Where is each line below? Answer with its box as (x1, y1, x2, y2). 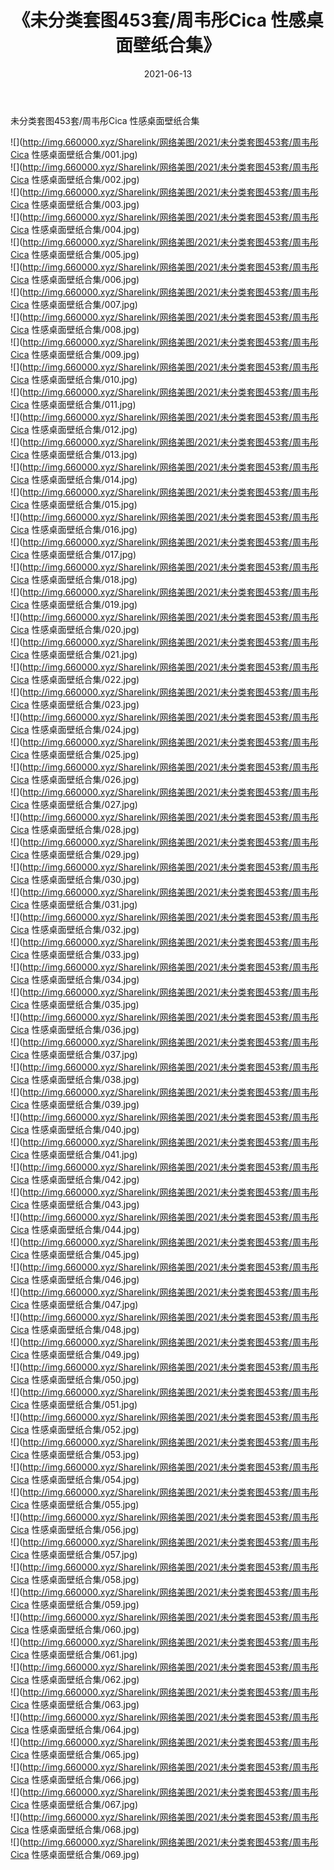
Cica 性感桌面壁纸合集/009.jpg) (10, 348, 140, 360)
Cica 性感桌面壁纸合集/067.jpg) (10, 1798, 138, 1810)
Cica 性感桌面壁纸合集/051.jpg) (10, 1398, 138, 1410)
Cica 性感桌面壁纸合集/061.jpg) (10, 1648, 138, 1660)
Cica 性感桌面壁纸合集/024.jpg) (10, 723, 140, 735)
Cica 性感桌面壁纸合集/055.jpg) (10, 1498, 140, 1510)
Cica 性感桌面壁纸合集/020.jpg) (10, 623, 140, 635)
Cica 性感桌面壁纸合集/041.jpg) (10, 1148, 138, 1160)
